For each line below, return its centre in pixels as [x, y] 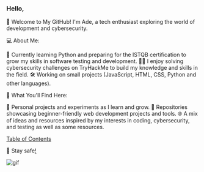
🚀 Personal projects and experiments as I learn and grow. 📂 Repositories [97, 107]
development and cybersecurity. [47, 28]
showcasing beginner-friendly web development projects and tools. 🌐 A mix [102, 114]
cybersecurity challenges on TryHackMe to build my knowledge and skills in [102, 68]
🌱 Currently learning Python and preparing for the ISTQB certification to [97, 55]
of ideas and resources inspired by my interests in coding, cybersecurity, [98, 121]
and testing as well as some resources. [55, 127]
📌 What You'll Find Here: [37, 95]
